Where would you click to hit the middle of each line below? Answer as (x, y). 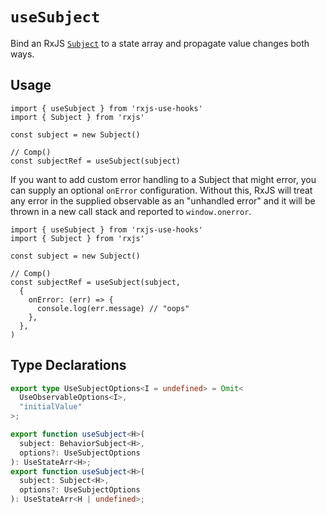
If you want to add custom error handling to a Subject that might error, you (163, 179)
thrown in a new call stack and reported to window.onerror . (131, 211)
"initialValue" (51, 407)
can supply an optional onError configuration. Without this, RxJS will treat (161, 190)
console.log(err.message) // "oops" (113, 308)
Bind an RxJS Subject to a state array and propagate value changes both (160, 43)
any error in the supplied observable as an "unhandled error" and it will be (163, 200)
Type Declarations (68, 365)
